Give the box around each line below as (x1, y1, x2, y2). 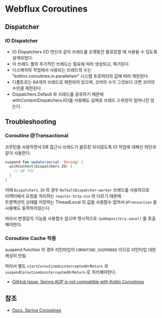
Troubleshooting (5, 118, 57, 126)
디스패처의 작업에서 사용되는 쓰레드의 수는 (12, 67, 92, 73)
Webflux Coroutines (5, 3, 88, 15)
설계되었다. (12, 55, 33, 61)
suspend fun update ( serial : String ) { (5, 159, 83, 164)
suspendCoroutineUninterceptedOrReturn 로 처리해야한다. (5, 269, 116, 275)
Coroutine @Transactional (5, 132, 69, 139)
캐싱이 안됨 (5, 253, 26, 259)
